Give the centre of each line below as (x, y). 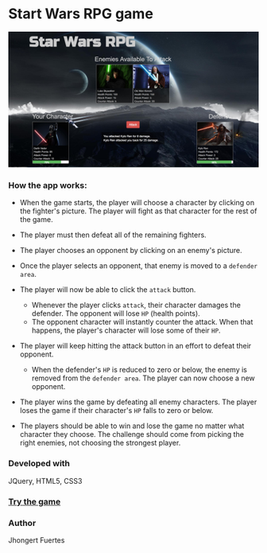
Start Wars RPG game (81, 14)
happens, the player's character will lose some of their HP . (126, 330)
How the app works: (48, 185)
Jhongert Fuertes (37, 540)
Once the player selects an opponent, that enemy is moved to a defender (139, 266)
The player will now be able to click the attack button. (108, 290)
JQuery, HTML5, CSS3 (45, 481)
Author (22, 523)
